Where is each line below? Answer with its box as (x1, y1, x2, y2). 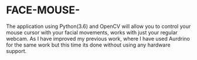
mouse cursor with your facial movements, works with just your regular (6, 29, 178, 36)
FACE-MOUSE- (6, 3, 80, 17)
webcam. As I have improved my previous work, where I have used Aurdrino (6, 35, 191, 42)
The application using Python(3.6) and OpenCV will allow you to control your (6, 23, 191, 30)
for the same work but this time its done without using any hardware (6, 41, 171, 48)
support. (6, 47, 27, 54)
